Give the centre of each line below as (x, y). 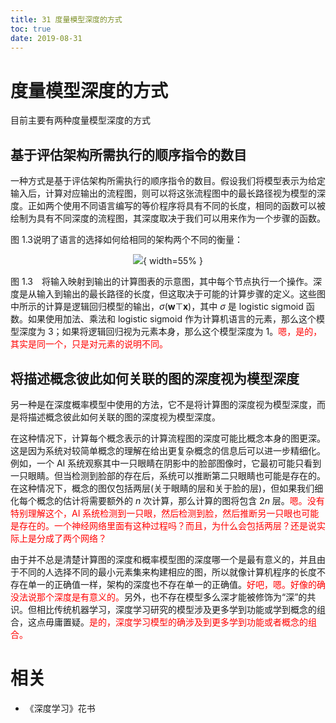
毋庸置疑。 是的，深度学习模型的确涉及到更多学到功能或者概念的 (176, 622)
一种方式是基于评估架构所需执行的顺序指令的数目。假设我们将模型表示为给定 (168, 181)
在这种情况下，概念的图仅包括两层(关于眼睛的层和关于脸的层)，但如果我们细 (167, 488)
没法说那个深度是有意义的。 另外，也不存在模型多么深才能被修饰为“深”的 (159, 597)
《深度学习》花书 (60, 708)
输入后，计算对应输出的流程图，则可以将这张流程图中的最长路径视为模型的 (163, 193)
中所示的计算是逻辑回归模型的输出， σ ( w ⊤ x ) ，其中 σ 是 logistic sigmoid (157, 307)
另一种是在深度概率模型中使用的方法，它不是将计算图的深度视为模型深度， (163, 404)
